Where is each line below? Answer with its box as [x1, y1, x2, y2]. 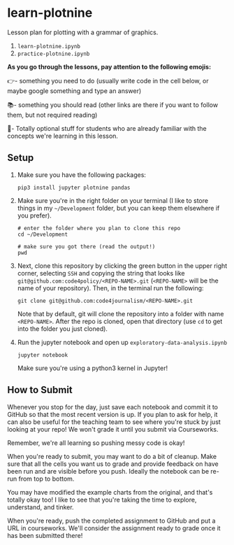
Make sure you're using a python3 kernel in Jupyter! [17, 364, 168, 372]
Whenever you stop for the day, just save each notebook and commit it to [7, 402, 219, 411]
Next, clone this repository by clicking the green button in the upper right [17, 261, 228, 270]
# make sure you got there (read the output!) [17, 243, 156, 250]
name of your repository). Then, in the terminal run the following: [17, 283, 204, 292]
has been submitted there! [7, 531, 83, 539]
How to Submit [7, 384, 73, 396]
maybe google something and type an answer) [7, 86, 142, 95]
